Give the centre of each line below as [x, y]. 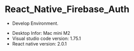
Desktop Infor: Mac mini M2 [41, 33]
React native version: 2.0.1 [39, 43]
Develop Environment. [35, 23]
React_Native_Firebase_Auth [67, 9]
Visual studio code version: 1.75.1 [46, 38]
